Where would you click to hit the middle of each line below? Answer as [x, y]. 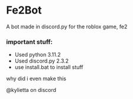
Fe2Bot [24, 10]
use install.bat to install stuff [49, 67]
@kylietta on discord [31, 90]
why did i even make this [36, 79]
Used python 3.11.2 [38, 55]
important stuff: [30, 42]
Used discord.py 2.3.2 [42, 61]
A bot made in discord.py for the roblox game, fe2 [67, 27]
